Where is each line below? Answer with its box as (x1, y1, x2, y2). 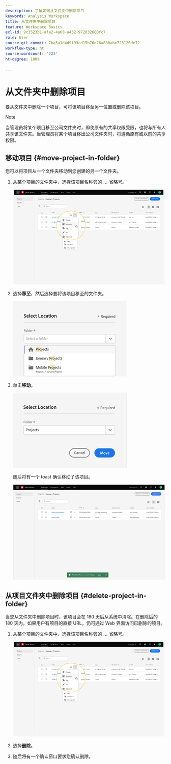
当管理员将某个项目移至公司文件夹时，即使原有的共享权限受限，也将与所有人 (5, 125, 166, 131)
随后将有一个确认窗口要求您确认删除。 (12, 753, 93, 759)
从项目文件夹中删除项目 (5, 591, 79, 600)
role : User (5, 35, 28, 40)
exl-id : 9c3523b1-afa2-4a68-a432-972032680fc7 (5, 30, 106, 35)
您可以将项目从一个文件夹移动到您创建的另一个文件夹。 (5, 168, 121, 174)
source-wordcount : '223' (5, 51, 58, 56)
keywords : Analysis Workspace (5, 13, 70, 19)
